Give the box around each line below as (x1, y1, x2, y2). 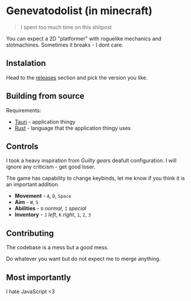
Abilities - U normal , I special (14, 205, 86, 212)
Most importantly (6, 272, 72, 282)
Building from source (6, 91, 85, 101)
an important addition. (6, 181, 60, 188)
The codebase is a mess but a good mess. (6, 244, 109, 251)
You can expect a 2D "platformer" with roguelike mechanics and (6, 35, 162, 42)
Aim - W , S (14, 199, 39, 206)
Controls (6, 141, 39, 151)
